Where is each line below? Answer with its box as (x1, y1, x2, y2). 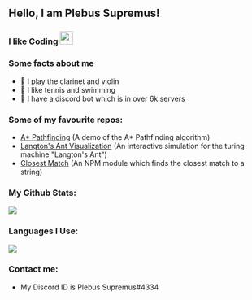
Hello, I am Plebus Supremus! (8, 7, 160, 20)
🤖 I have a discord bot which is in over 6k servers (20, 93, 185, 103)
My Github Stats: (8, 187, 77, 198)
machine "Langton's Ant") (20, 150, 107, 159)
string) (20, 167, 43, 176)
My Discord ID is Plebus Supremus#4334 (20, 282, 159, 292)
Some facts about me (8, 58, 95, 69)
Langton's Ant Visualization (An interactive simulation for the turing (20, 141, 245, 150)
